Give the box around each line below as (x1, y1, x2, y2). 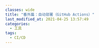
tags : (5, 30, 17, 35)
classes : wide (5, 7, 35, 12)
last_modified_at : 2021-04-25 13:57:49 (5, 16, 89, 21)
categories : (5, 21, 30, 26)
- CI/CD (10, 35, 26, 40)
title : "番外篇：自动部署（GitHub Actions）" (5, 12, 94, 17)
